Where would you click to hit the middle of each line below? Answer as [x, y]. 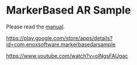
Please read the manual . [35, 27]
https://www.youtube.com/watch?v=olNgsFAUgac [67, 56]
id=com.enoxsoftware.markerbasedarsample [61, 44]
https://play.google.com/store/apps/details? [60, 38]
